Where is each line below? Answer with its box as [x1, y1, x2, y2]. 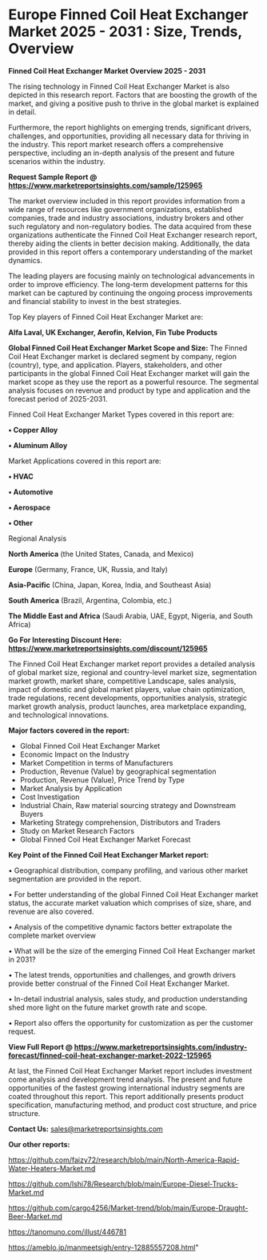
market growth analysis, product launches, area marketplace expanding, [8, 702, 246, 711]
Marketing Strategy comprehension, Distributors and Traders [19, 818, 221, 827]
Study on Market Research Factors [19, 826, 134, 835]
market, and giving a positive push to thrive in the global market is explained [8, 98, 260, 108]
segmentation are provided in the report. [8, 874, 141, 883]
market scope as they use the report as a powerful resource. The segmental [8, 377, 259, 386]
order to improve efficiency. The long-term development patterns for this [8, 279, 248, 289]
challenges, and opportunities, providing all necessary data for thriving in [8, 130, 249, 141]
